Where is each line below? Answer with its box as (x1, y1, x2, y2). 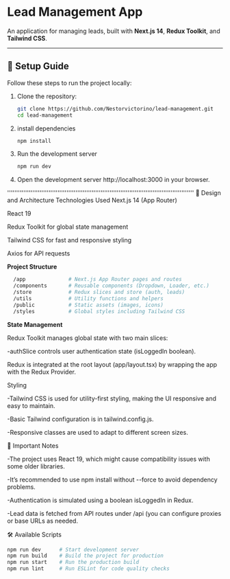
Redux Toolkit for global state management (7, 223, 129, 231)
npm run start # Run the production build (7, 559, 139, 566)
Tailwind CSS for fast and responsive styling (7, 236, 132, 245)
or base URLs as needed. (7, 516, 79, 525)
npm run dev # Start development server (7, 546, 139, 553)
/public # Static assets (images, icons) (13, 302, 164, 308)
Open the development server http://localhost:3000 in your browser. (16, 176, 210, 184)
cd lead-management (16, 111, 73, 119)
